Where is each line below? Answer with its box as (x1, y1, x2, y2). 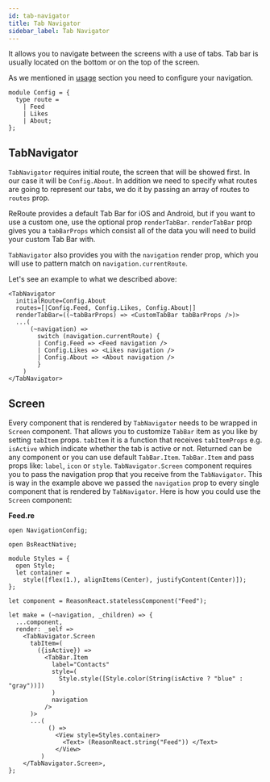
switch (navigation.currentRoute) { (37, 332, 160, 341)
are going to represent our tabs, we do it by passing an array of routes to (8, 185, 250, 194)
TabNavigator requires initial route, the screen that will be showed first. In (8, 167, 251, 178)
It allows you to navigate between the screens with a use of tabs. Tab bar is (8, 49, 259, 59)
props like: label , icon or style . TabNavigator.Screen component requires (8, 461, 252, 470)
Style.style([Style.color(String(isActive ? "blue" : (59, 675, 243, 683)
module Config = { (8, 89, 70, 97)
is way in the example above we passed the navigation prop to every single (8, 478, 260, 487)
